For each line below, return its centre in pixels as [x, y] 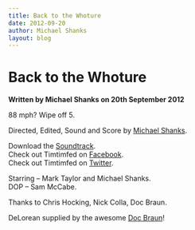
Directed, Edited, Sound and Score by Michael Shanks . [98, 131]
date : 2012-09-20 [37, 23]
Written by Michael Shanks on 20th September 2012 [96, 100]
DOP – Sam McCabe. [43, 187]
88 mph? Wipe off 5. [42, 115]
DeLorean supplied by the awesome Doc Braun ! [86, 218]
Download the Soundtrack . [52, 146]
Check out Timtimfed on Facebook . [66, 155]
